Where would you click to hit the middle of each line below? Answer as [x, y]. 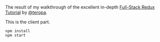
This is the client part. [28, 22]
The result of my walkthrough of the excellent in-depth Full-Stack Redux [80, 7]
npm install [18, 31]
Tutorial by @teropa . [26, 12]
